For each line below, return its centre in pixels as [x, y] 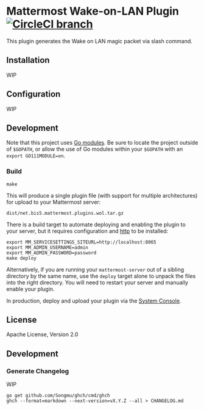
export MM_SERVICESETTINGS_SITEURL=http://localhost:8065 [81, 242]
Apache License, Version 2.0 [42, 334]
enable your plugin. [30, 289]
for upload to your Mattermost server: [54, 202]
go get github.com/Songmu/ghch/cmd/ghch [58, 396]
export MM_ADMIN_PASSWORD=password [51, 253]
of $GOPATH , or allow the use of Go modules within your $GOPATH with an [95, 149]
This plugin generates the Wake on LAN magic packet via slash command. [100, 41]
